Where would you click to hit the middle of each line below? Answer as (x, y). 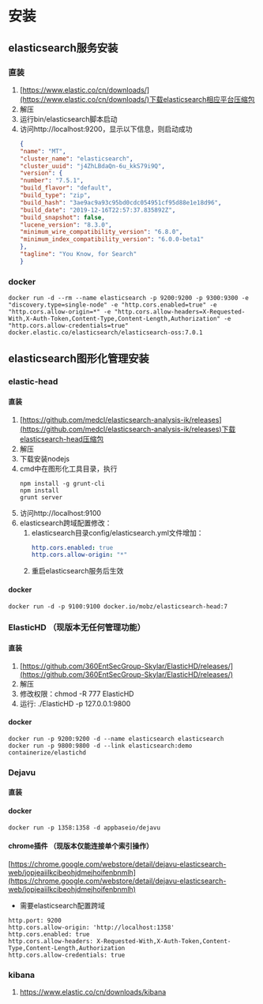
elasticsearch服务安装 (63, 48)
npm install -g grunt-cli (62, 483)
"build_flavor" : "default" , (66, 188)
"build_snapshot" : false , (62, 217)
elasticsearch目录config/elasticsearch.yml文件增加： (117, 532)
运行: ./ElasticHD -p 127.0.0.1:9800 (75, 703)
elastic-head (33, 382)
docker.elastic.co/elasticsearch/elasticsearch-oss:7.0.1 (105, 333)
